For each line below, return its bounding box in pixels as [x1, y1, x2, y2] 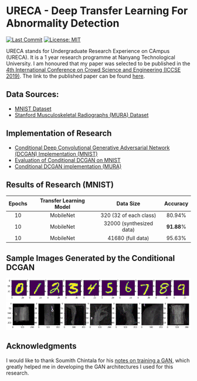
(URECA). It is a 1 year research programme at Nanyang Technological [6, 54, 176, 61]
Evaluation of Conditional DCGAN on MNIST [14, 156, 121, 163]
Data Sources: [6, 89, 59, 99]
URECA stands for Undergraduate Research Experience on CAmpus [6, 47, 170, 54]
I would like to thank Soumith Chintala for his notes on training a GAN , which [6, 357, 190, 364]
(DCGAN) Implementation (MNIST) [14, 150, 98, 157]
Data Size [116, 200, 141, 207]
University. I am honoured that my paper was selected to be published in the [6, 60, 191, 67]
